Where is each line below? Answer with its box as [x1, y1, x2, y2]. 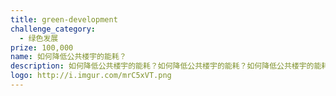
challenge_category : [10, 24, 97, 34]
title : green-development [10, 14, 118, 25]
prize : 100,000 [10, 42, 74, 53]
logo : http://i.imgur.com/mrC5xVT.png [10, 71, 172, 81]
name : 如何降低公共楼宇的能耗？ [10, 52, 127, 62]
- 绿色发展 [19, 33, 59, 43]
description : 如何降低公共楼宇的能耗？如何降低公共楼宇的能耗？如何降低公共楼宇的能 [10, 61, 322, 71]
